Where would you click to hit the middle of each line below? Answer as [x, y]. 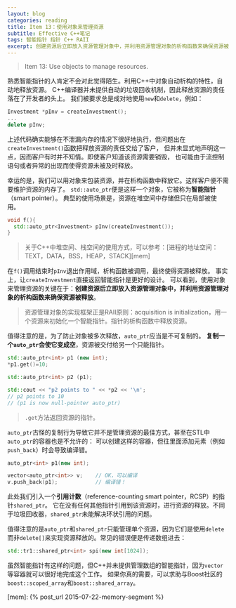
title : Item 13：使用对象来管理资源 [55, 27]
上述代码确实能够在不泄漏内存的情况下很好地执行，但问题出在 [97, 139]
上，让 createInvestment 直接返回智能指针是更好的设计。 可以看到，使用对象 [117, 280]
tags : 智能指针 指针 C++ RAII [48, 40]
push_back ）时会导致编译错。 [49, 449]
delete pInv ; [26, 125]
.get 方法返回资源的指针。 [62, 417]
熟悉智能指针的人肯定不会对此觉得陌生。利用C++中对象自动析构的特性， [112, 81]
